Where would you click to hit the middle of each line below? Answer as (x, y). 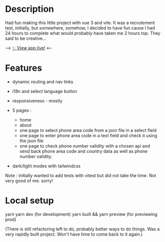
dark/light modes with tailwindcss (46, 166)
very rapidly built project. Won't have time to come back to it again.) (74, 234)
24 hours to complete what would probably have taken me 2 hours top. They (83, 33)
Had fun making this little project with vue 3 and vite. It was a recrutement (80, 23)
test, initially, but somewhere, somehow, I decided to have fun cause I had (80, 28)
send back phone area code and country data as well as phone (83, 151)
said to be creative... (26, 38)
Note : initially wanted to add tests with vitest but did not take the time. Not (81, 175)
